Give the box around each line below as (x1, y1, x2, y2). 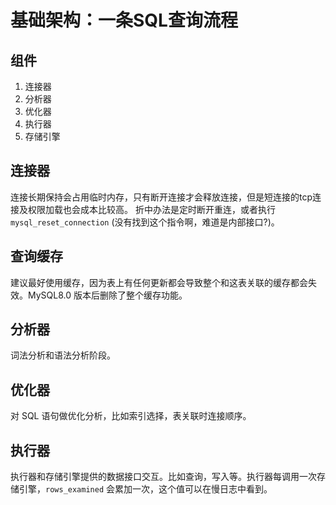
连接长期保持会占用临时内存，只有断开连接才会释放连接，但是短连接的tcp (10, 191, 313, 203)
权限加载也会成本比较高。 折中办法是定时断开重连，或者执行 (27, 203, 276, 215)
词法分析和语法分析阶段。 (10, 349, 116, 361)
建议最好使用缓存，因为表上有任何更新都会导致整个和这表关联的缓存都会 (10, 276, 308, 288)
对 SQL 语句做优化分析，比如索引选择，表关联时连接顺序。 (10, 410, 252, 422)
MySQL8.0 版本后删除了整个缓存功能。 (27, 289, 188, 301)
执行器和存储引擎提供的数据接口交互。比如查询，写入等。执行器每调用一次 (10, 471, 317, 483)
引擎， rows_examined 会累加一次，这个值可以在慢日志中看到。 (18, 483, 273, 495)
